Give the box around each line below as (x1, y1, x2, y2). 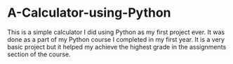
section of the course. (7, 50, 72, 58)
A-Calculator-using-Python (7, 5, 171, 21)
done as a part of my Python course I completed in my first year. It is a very (7, 35, 225, 43)
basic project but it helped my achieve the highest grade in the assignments (7, 42, 227, 51)
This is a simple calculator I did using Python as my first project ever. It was (7, 28, 225, 36)
